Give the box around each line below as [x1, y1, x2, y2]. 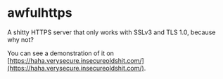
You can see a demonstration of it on [7, 49, 115, 57]
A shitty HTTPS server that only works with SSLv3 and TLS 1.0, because [7, 28, 216, 36]
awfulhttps [7, 5, 72, 21]
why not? [7, 35, 34, 43]
